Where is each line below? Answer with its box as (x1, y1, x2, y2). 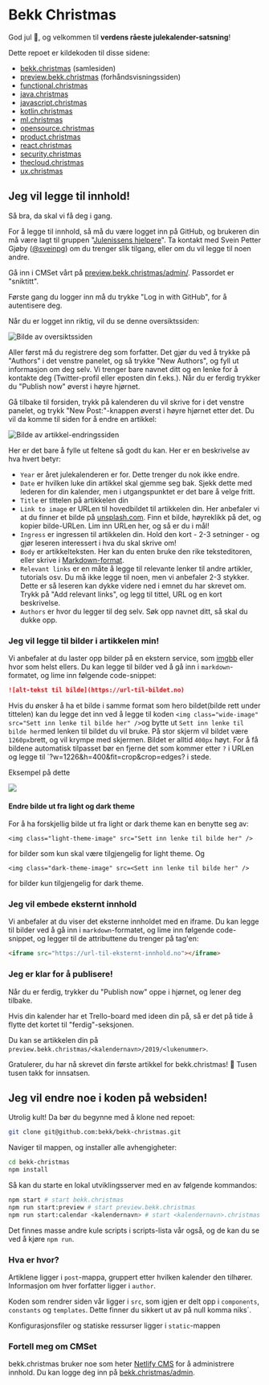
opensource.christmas (19, 123, 95, 133)
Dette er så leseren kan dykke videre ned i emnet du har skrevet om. (19, 581, 247, 590)
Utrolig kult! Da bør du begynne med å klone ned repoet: (8, 1113, 195, 1122)
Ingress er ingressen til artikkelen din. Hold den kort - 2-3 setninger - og (19, 529, 260, 539)
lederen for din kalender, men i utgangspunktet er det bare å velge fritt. (19, 486, 255, 496)
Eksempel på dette (8, 767, 71, 777)
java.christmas (19, 89, 69, 98)
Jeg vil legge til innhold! (8, 189, 131, 203)
